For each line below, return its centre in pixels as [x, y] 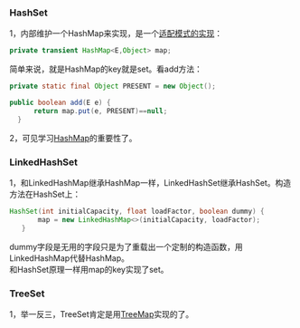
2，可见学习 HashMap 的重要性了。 [73, 138]
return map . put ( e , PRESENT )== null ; [100, 111]
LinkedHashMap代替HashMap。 [69, 258]
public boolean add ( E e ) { [60, 103]
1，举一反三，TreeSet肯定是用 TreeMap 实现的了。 [102, 314]
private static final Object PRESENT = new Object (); [113, 87]
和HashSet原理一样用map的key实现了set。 [89, 269]
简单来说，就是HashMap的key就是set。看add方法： [106, 69]
